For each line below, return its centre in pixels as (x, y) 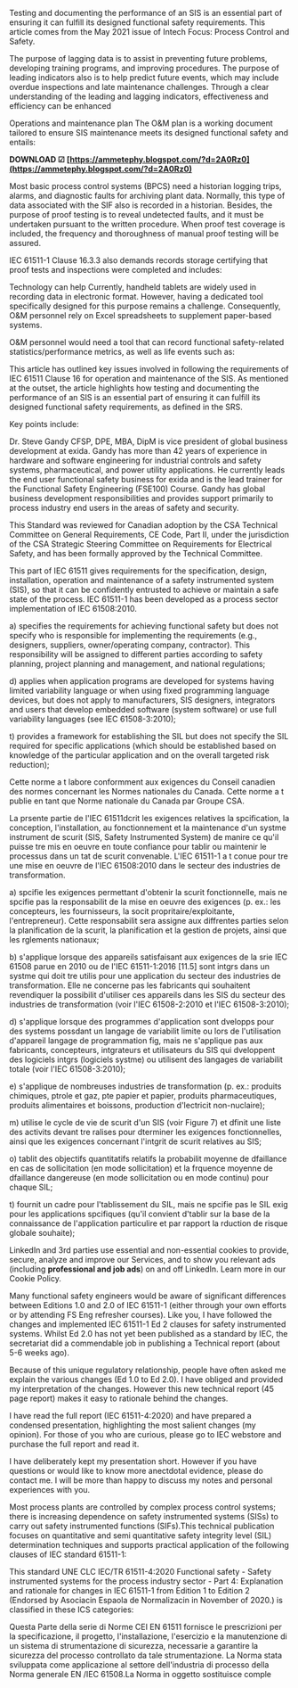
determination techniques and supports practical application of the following (149, 1545)
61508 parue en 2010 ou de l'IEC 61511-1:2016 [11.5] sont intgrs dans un (139, 966)
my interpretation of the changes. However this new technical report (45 (141, 1389)
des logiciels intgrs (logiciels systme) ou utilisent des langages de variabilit (146, 1059)
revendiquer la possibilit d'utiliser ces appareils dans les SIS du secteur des (148, 995)
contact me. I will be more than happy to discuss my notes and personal (141, 1480)
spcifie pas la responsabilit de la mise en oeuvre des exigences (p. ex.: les (145, 902)
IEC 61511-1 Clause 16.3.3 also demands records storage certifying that (139, 260)
